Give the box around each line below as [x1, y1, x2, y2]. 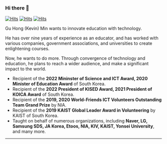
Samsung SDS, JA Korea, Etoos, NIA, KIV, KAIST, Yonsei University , [12, 123, 155, 129]
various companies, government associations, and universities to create [5, 40, 153, 46]
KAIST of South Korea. [12, 113, 59, 119]
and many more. [12, 129, 46, 135]
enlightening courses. [5, 46, 50, 52]
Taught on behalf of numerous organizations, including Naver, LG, [12, 118, 148, 124]
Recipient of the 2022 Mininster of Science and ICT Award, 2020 [12, 76, 148, 82]
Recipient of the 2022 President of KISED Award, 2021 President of [12, 86, 153, 92]
